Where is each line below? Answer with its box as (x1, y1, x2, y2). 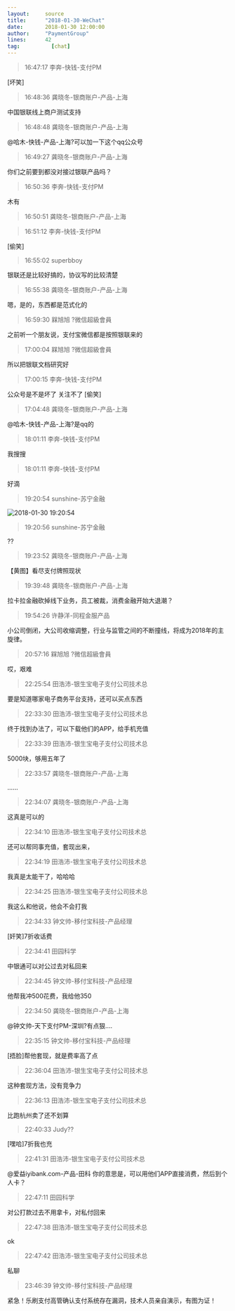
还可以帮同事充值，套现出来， (7, 843, 93, 850)
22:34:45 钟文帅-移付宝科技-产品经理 (24, 977, 133, 985)
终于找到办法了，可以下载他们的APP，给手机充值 (7, 725, 149, 732)
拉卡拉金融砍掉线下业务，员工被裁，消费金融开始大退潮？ (7, 596, 173, 605)
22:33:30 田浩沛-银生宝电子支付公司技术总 (24, 710, 149, 718)
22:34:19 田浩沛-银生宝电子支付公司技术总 (24, 857, 147, 866)
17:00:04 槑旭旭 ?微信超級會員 (24, 345, 112, 353)
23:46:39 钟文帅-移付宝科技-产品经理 (24, 1282, 133, 1289)
